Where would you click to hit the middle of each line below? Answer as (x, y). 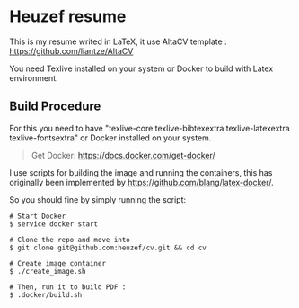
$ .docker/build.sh (46, 294)
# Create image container (57, 263)
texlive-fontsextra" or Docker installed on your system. (110, 138)
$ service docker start (54, 224)
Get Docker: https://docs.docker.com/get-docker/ (123, 155)
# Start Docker (38, 216)
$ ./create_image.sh (48, 271)
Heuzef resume (68, 17)
